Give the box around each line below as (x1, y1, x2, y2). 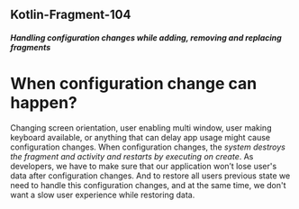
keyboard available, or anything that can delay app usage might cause (10, 132, 271, 142)
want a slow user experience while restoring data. (10, 189, 195, 200)
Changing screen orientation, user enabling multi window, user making (10, 122, 272, 133)
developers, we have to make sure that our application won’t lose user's (10, 160, 277, 171)
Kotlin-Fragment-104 (10, 7, 131, 23)
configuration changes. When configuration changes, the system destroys (10, 141, 286, 152)
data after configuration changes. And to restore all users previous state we (10, 170, 291, 181)
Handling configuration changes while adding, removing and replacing (10, 32, 282, 43)
